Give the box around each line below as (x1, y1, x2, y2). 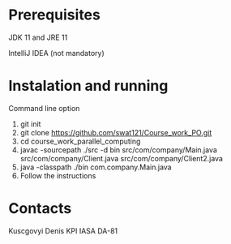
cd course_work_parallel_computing (19, 136, 141, 146)
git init (19, 119, 41, 129)
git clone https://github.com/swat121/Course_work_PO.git (19, 127, 212, 137)
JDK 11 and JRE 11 (8, 32, 68, 42)
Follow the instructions (19, 170, 96, 180)
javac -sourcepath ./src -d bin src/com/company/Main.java (19, 144, 217, 155)
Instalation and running (8, 77, 169, 95)
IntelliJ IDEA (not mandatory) (8, 48, 105, 58)
